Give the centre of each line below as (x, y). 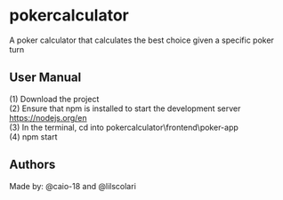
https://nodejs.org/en (48, 117)
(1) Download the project (54, 99)
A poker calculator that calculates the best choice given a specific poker (141, 40)
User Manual (45, 78)
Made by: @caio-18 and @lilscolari (73, 186)
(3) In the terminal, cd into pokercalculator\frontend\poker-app (124, 127)
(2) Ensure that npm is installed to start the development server (125, 108)
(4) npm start (33, 136)
